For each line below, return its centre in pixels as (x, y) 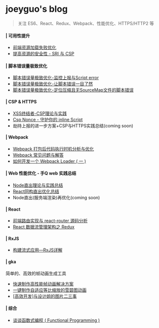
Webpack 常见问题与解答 (38, 155)
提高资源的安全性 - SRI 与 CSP (43, 54)
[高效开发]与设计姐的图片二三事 (45, 296)
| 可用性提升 (18, 36)
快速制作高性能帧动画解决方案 (43, 284)
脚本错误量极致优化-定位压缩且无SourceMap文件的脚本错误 (73, 90)
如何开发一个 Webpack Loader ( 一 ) (49, 161)
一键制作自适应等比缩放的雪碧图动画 (50, 290)
